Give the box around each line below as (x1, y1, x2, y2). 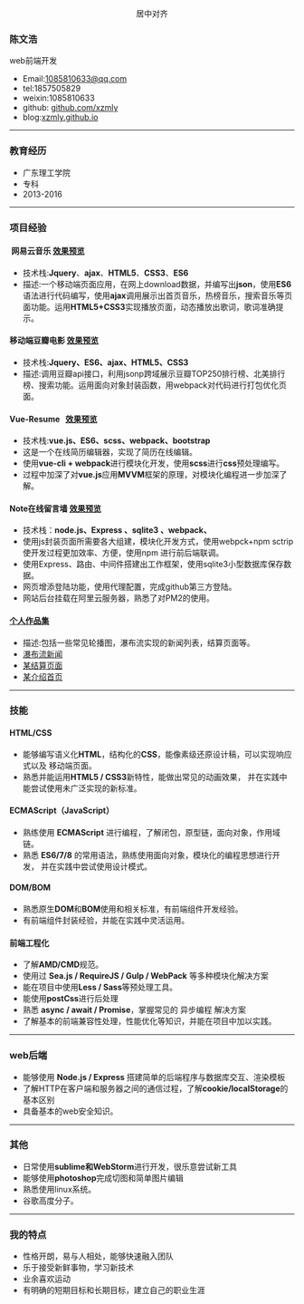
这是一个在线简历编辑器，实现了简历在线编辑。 (22, 447, 197, 458)
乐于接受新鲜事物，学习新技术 (22, 1262, 134, 1273)
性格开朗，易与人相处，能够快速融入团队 (22, 1251, 174, 1261)
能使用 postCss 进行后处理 (22, 993, 119, 1004)
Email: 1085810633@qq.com (22, 73, 128, 84)
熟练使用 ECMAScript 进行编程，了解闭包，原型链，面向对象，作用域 (22, 826, 280, 837)
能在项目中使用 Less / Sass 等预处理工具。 (22, 981, 178, 993)
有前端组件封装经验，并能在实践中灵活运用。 (22, 915, 190, 926)
